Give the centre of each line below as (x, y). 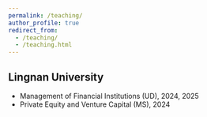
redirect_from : (33, 30)
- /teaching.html (44, 45)
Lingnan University (56, 77)
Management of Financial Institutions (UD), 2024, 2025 (109, 96)
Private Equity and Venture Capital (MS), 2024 (95, 104)
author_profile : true (44, 23)
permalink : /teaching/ (45, 15)
